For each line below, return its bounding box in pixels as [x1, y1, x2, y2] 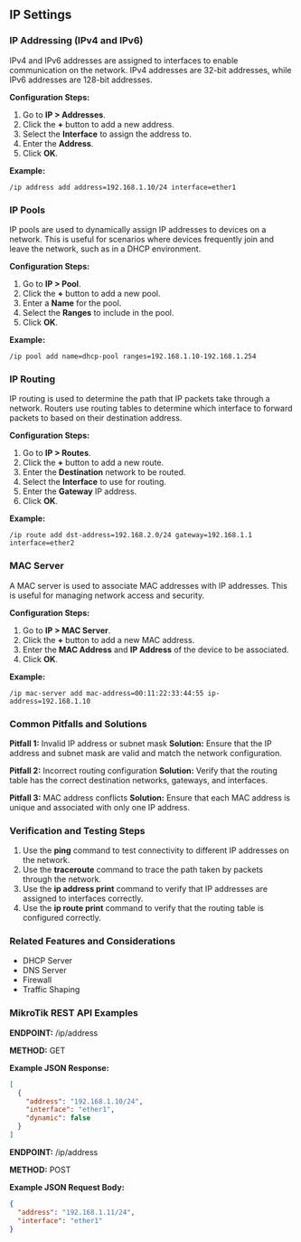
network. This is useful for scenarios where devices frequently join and [9, 233, 274, 244]
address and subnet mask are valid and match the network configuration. [9, 747, 283, 758]
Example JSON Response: [9, 1062, 110, 1073]
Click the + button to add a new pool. [22, 288, 161, 299]
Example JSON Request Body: [9, 1181, 125, 1192]
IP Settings [9, 7, 72, 23]
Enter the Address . [22, 137, 94, 148]
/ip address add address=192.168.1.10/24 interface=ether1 [9, 183, 237, 192]
